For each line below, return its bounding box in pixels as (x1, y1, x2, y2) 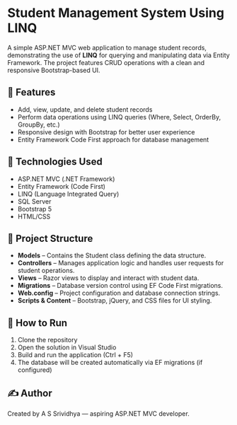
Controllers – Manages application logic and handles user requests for (17, 259, 224, 267)
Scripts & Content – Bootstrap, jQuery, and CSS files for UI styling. (17, 296, 212, 305)
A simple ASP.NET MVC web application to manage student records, (7, 43, 207, 52)
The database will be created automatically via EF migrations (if (17, 359, 203, 367)
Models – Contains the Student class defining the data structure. (17, 251, 207, 260)
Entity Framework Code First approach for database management (17, 135, 209, 144)
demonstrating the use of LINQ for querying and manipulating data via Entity (7, 51, 230, 59)
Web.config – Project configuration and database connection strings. (17, 289, 221, 298)
